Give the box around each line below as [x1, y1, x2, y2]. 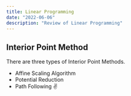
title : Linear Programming [6, 8, 74, 15]
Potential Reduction [14, 76, 64, 83]
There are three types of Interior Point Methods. [6, 58, 126, 65]
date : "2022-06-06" [6, 14, 56, 20]
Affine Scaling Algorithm [14, 70, 76, 77]
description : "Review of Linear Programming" [6, 20, 123, 26]
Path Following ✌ [14, 83, 58, 90]
